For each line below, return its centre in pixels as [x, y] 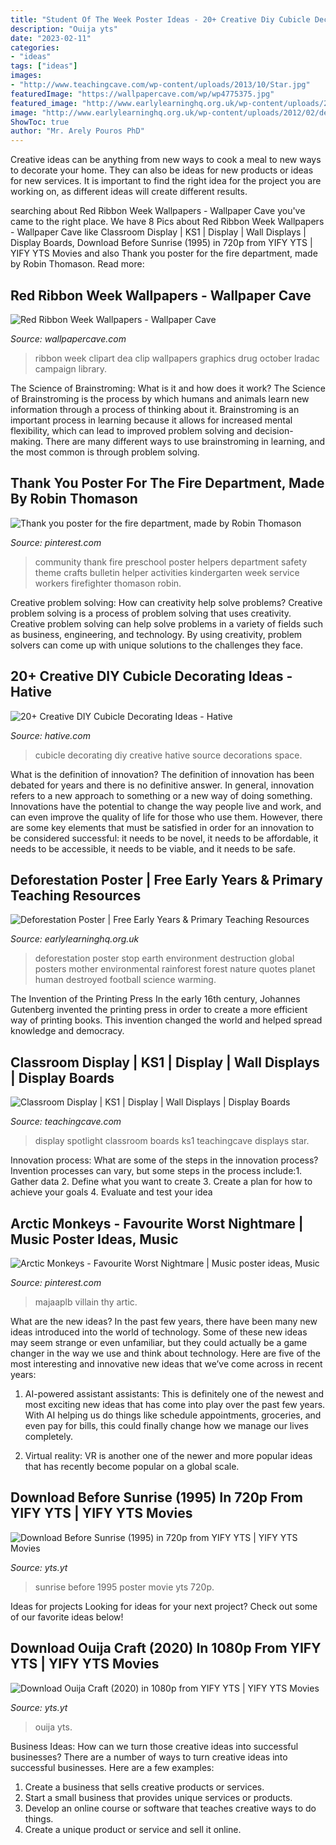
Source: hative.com [50, 735]
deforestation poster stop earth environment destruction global [164, 958]
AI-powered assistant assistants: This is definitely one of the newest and [174, 1394]
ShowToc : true [40, 122]
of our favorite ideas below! [67, 1617]
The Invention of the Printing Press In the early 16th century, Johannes [155, 999]
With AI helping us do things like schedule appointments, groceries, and [173, 1415]
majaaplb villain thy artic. [86, 1302]
